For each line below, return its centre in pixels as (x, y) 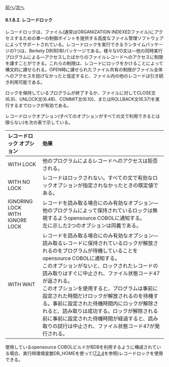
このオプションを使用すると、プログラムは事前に (100, 289)
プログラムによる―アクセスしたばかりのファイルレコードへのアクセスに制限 (84, 57)
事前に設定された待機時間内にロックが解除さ (105, 304)
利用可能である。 (27, 82)
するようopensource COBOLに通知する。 (96, 218)
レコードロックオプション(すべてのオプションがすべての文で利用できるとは (82, 116)
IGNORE (17, 220)
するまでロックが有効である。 (40, 106)
